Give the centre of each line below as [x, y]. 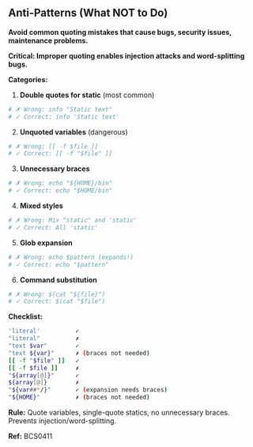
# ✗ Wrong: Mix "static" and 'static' [73, 221]
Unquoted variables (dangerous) [74, 132]
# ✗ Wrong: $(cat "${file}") [57, 294]
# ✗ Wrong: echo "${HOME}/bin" [60, 184]
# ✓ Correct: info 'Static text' [64, 117]
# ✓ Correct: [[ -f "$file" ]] [60, 153]
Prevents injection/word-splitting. [62, 421]
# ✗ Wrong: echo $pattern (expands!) [71, 257]
